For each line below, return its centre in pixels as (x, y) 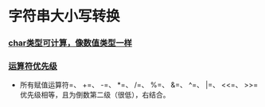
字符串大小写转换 (64, 16)
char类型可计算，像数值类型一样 (70, 43)
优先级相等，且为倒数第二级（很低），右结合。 (95, 95)
